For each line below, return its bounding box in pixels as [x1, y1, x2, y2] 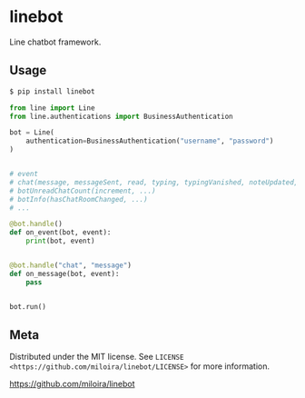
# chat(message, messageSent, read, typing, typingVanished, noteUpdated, [9, 177, 299, 187]
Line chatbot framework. [9, 36, 102, 47]
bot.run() [9, 302, 47, 311]
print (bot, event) [25, 236, 95, 246]
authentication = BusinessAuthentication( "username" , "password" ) [25, 136, 274, 146]
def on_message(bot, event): [9, 269, 120, 278]
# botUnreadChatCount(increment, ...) [9, 186, 156, 195]
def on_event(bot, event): [9, 228, 112, 237]
